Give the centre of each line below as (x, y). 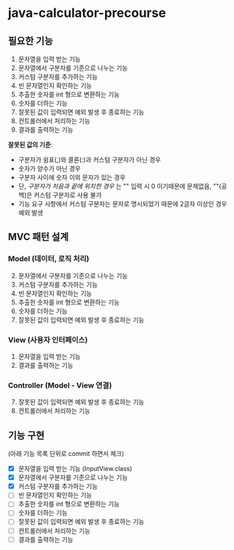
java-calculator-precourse (87, 13)
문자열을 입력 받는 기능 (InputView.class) (75, 469)
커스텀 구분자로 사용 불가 (68, 195)
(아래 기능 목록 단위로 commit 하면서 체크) (66, 454)
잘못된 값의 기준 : (30, 145)
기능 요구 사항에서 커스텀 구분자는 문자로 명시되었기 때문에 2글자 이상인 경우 (123, 204)
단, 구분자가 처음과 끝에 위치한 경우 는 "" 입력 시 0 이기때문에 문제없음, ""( (119, 186)
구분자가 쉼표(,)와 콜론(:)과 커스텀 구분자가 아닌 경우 (90, 160)
